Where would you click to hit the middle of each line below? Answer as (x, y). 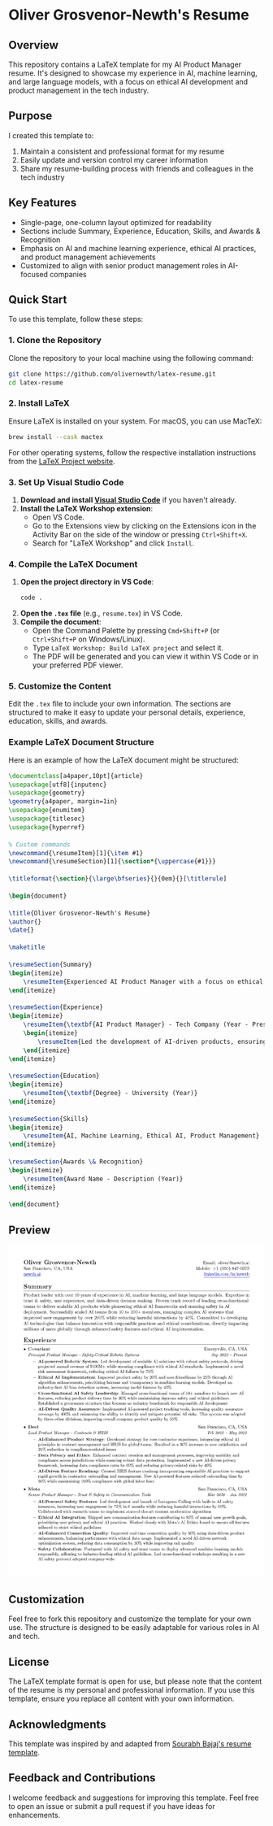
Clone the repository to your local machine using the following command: (131, 358)
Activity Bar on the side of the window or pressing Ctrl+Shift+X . (140, 534)
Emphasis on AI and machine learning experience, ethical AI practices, (138, 248)
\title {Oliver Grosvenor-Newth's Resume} (80, 913)
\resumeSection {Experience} (56, 1007)
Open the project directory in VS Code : (87, 582)
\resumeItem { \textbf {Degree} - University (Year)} (110, 1093)
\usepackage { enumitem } (47, 811)
